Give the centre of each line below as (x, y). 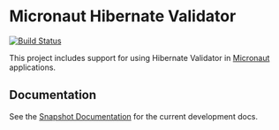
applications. (32, 67)
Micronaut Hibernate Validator (123, 16)
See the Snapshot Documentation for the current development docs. (134, 116)
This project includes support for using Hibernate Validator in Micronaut (139, 57)
